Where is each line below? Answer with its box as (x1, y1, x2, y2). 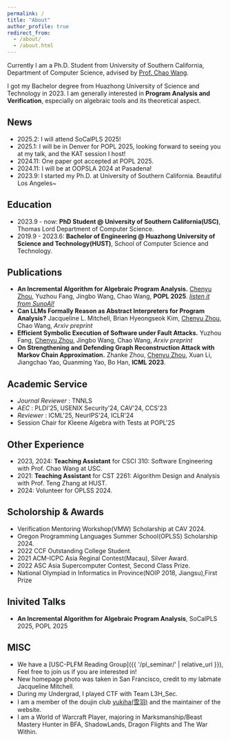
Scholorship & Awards (7, 506, 105, 518)
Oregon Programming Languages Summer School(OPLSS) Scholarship (17, 532, 218, 540)
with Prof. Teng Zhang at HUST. (17, 479, 107, 488)
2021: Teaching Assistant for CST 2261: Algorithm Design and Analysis (17, 472, 220, 480)
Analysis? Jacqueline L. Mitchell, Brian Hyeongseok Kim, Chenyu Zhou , (17, 314, 222, 323)
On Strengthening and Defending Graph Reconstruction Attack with (17, 343, 215, 352)
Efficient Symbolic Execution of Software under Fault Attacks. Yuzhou (17, 329, 222, 337)
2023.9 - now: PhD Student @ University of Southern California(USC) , (17, 217, 221, 225)
